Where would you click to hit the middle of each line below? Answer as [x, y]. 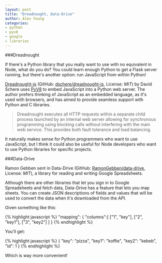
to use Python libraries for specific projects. [49, 149]
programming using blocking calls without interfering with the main [83, 124]
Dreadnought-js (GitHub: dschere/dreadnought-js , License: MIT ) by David [79, 84]
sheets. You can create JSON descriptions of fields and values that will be [79, 193]
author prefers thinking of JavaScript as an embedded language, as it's [76, 94]
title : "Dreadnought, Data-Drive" [40, 14]
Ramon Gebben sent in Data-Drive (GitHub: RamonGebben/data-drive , [75, 168]
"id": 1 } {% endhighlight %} [33, 246]
